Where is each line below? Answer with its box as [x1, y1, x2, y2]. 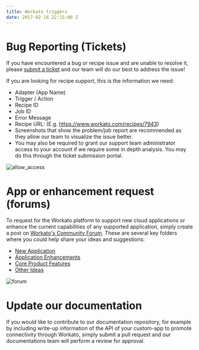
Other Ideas [14, 266, 44, 274]
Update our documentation [6, 299, 143, 312]
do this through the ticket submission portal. [14, 152, 123, 160]
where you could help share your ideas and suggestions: [6, 236, 145, 243]
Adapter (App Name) [14, 89, 66, 96]
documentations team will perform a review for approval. [6, 337, 145, 345]
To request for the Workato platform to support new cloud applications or [6, 217, 185, 224]
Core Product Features [14, 260, 71, 267]
